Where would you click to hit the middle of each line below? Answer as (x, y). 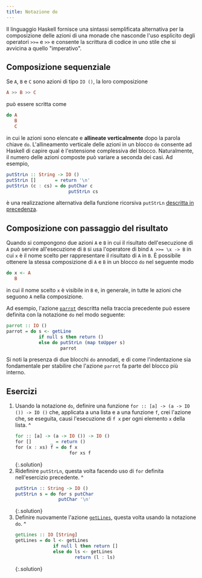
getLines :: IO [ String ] (46, 535)
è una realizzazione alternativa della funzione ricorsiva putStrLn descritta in (100, 203)
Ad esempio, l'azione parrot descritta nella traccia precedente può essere (98, 308)
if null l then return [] (86, 546)
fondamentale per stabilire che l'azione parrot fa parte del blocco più (92, 366)
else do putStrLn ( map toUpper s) (82, 342)
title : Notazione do (32, 12)
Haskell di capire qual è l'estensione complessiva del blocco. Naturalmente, (100, 151)
